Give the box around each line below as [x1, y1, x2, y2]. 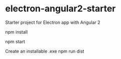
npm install [5, 29, 28, 35]
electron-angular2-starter [5, 3, 116, 14]
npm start [5, 38, 25, 45]
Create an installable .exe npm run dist [5, 48, 84, 54]
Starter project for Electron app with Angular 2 [5, 19, 100, 25]
